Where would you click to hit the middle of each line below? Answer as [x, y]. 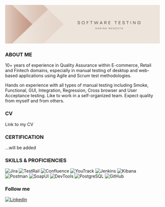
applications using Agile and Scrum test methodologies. [75, 76]
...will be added [21, 148]
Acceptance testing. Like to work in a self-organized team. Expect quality [79, 96]
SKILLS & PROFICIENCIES [36, 160]
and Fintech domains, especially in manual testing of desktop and [71, 71]
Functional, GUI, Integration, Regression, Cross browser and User [71, 90]
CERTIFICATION [25, 137]
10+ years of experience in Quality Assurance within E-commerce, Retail [78, 65]
